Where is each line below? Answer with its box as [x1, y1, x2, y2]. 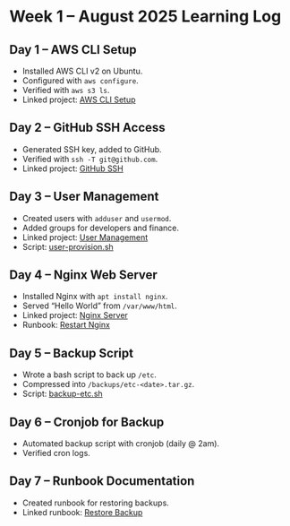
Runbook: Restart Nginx [21, 320, 110, 331]
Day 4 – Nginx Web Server [9, 267, 158, 283]
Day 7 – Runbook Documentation [9, 473, 195, 489]
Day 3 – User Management [9, 189, 159, 204]
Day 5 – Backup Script [9, 345, 134, 360]
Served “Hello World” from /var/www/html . [21, 300, 177, 311]
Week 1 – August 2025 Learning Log [9, 6, 282, 27]
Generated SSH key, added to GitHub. [21, 143, 163, 154]
